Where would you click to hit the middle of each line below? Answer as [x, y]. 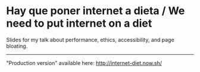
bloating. [17, 46]
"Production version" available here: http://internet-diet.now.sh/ [84, 63]
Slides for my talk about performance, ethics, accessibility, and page [90, 40]
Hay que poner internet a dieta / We [96, 11]
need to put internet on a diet [79, 23]
